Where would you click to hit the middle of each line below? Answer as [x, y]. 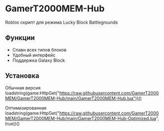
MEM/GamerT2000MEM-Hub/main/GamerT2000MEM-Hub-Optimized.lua [81, 118]
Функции [20, 38]
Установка [22, 76]
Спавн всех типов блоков [39, 49]
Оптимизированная [26, 108]
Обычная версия [23, 87]
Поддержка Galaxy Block [39, 60]
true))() [12, 124]
